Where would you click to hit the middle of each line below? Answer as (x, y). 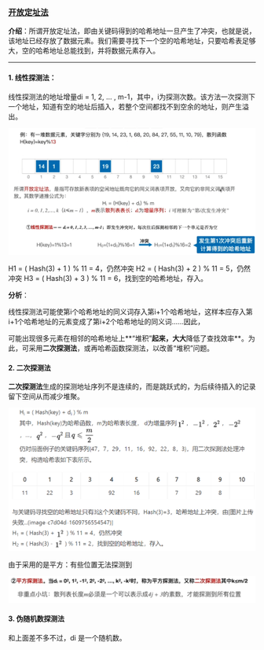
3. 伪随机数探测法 (37, 619)
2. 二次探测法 (29, 367)
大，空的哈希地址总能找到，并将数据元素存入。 (84, 51)
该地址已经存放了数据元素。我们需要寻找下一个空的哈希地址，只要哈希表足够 (132, 41)
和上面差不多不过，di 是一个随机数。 (67, 637)
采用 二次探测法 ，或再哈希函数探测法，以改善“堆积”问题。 (121, 349)
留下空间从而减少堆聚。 (46, 397)
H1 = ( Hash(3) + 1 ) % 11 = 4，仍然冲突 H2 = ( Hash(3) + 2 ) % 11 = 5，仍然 (130, 268)
